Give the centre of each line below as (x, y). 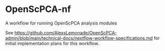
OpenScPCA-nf (38, 9)
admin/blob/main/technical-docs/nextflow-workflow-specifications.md (79, 38)
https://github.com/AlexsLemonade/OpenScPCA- (66, 32)
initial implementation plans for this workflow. (52, 43)
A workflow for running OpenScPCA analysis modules (61, 23)
